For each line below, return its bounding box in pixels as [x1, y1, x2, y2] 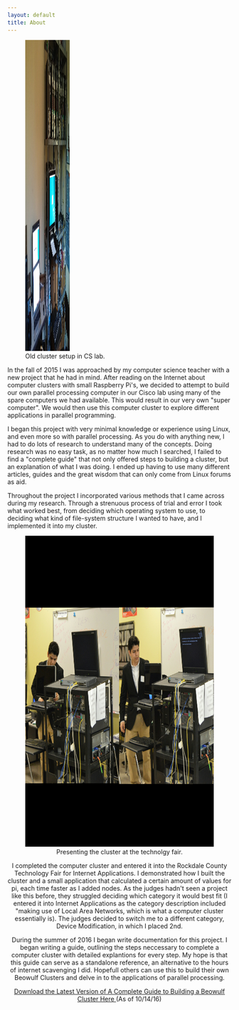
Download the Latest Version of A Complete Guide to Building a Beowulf [14, 987, 225, 995]
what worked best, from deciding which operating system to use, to [7, 506, 206, 515]
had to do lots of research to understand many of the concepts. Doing [7, 439, 212, 448]
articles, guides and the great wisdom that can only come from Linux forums [7, 470, 231, 478]
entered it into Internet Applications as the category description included [13, 899, 226, 908]
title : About [7, 18, 46, 26]
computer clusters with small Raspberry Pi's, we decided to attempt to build [7, 380, 230, 389]
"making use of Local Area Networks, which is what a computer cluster [15, 906, 224, 915]
